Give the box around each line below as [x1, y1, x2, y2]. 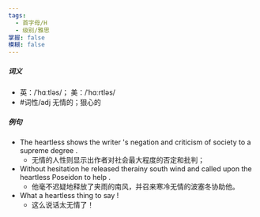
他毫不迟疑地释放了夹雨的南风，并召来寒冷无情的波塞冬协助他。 [31, 182, 239, 192]
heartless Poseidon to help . [19, 173, 111, 182]
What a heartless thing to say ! [19, 191, 119, 200]
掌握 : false [8, 33, 45, 42]
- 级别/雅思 [15, 26, 50, 34]
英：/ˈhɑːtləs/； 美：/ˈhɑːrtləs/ [19, 88, 116, 97]
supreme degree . [19, 146, 78, 155]
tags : [8, 11, 26, 20]
